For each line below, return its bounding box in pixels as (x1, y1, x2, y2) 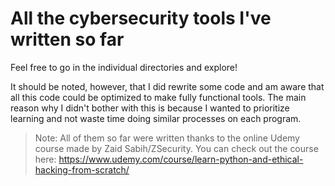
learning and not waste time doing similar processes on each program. (10, 112, 302, 124)
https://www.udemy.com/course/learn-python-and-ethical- (58, 153, 304, 165)
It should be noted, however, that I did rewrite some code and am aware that (10, 80, 325, 92)
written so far (10, 28, 125, 51)
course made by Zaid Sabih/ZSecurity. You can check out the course (34, 142, 319, 154)
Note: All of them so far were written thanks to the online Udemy (34, 132, 300, 144)
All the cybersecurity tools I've (10, 7, 272, 30)
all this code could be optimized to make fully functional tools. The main (10, 91, 307, 103)
